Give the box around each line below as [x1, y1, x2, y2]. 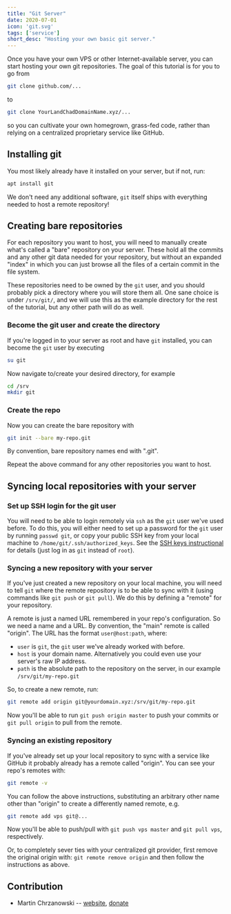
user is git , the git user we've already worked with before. [17, 642, 185, 651]
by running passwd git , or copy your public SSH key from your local [7, 531, 199, 540]
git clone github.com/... [7, 83, 81, 90]
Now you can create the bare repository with [7, 421, 134, 429]
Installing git [7, 149, 62, 160]
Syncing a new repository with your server [7, 564, 153, 573]
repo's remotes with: [7, 766, 66, 774]
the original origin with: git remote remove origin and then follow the [7, 853, 205, 861]
